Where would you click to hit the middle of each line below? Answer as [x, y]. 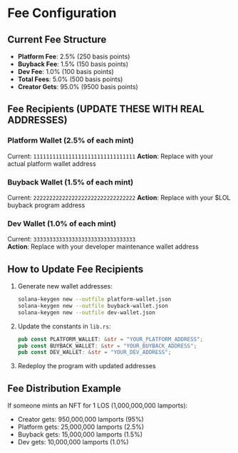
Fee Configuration [62, 13]
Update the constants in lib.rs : [64, 326]
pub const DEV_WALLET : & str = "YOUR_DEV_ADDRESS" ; [94, 353]
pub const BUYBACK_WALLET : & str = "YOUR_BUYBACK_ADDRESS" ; [107, 346]
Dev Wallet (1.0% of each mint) [62, 224]
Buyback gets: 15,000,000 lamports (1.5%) [80, 434]
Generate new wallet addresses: [65, 286]
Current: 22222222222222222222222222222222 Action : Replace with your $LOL [119, 197]
